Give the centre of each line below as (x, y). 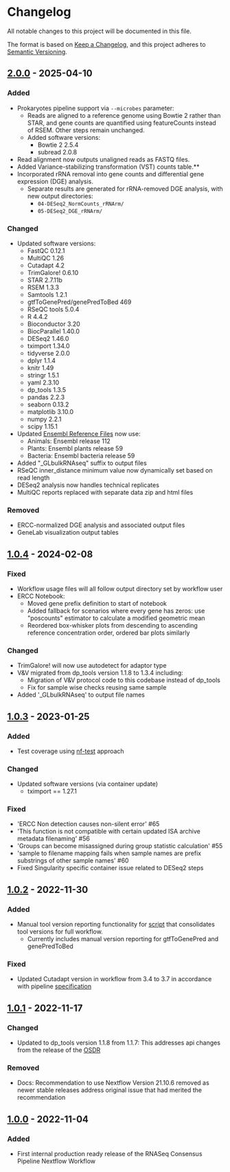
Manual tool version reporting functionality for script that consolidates (116, 925)
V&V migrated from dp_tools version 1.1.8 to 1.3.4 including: (100, 673)
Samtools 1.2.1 (47, 294)
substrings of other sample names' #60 (73, 861)
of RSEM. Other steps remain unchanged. (86, 130)
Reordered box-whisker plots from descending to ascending (112, 625)
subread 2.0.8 (57, 152)
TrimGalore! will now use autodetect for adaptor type (92, 666)
